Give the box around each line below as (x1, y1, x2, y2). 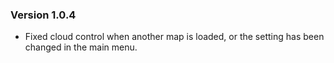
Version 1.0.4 (10, 8, 77, 22)
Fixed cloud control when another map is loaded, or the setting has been (24, 31, 325, 43)
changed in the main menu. (24, 41, 138, 53)
